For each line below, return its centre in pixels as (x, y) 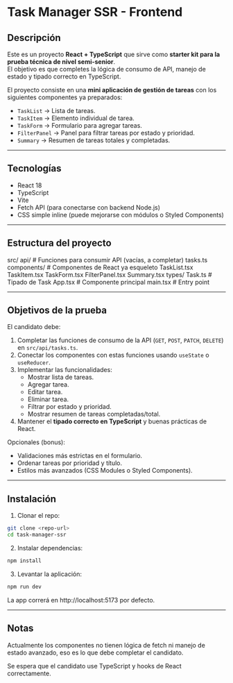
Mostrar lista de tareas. (61, 377)
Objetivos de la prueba (57, 311)
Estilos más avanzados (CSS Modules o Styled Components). (105, 471)
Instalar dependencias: (50, 548)
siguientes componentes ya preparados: (65, 97)
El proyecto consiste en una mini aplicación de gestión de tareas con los (112, 90)
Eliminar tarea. (48, 399)
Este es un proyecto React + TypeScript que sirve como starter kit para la (114, 54)
